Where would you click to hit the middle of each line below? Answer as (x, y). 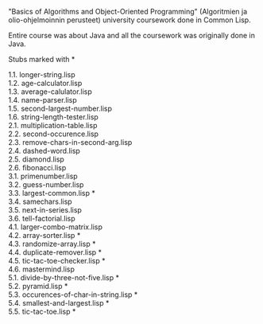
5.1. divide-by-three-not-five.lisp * (64, 277)
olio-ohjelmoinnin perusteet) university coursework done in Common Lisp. (130, 20)
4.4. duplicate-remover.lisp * (55, 252)
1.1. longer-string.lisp (42, 74)
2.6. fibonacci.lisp (37, 168)
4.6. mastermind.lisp (42, 269)
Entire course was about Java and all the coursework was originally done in (132, 35)
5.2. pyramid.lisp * (38, 286)
